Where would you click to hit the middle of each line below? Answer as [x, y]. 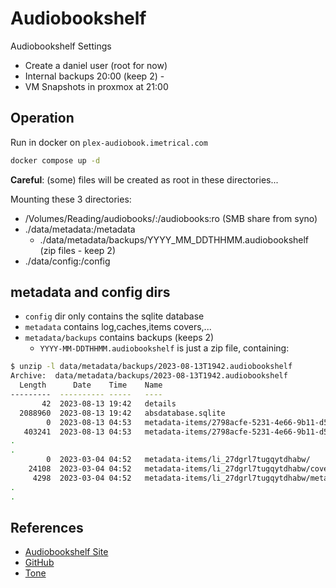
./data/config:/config [67, 261]
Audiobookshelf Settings [61, 46]
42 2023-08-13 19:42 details [109, 403]
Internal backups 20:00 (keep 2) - [94, 76]
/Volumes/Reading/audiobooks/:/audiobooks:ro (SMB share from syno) [171, 218]
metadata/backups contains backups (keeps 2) [119, 338]
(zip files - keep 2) [78, 250]
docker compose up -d [55, 160]
